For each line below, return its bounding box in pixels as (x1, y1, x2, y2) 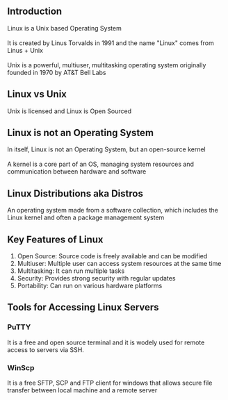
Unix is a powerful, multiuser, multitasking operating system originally (7, 60, 206, 69)
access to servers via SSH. (7, 345, 85, 353)
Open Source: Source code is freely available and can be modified (17, 252, 208, 260)
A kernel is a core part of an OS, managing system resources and (7, 160, 195, 169)
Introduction (7, 6, 63, 17)
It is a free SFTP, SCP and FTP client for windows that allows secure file (7, 378, 213, 387)
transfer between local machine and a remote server (7, 386, 158, 394)
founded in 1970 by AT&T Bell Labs (7, 68, 106, 76)
